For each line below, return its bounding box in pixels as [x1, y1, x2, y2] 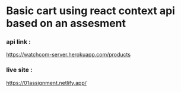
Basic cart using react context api [6, 4, 175, 18]
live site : [6, 66, 33, 74]
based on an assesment [6, 17, 126, 30]
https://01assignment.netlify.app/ [6, 79, 87, 86]
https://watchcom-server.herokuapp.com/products [6, 51, 131, 58]
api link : [6, 38, 31, 46]
